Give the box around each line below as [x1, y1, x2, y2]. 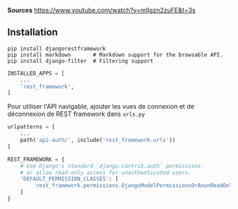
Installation [7, 26, 58, 38]
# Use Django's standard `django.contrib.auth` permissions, [20, 162, 204, 169]
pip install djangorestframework [7, 45, 106, 52]
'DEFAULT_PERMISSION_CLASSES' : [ [20, 176, 119, 183]
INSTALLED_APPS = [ [7, 70, 65, 77]
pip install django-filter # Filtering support [7, 57, 154, 64]
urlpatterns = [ [7, 124, 55, 131]
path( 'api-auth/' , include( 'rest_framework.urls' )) [20, 137, 176, 144]
